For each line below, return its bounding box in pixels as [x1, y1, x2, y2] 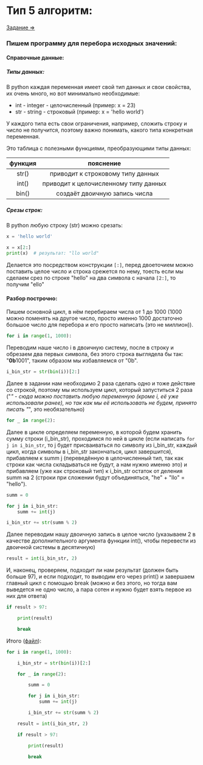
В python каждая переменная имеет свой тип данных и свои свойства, [6, 84, 191, 91]
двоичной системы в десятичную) [6, 544, 95, 551]
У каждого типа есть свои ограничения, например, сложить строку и [6, 120, 187, 127]
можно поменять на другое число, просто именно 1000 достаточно [6, 315, 183, 322]
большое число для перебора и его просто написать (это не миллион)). [6, 321, 193, 329]
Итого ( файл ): [6, 637, 41, 644]
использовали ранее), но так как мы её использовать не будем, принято [6, 399, 198, 406]
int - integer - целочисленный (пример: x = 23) [15, 102, 136, 109]
